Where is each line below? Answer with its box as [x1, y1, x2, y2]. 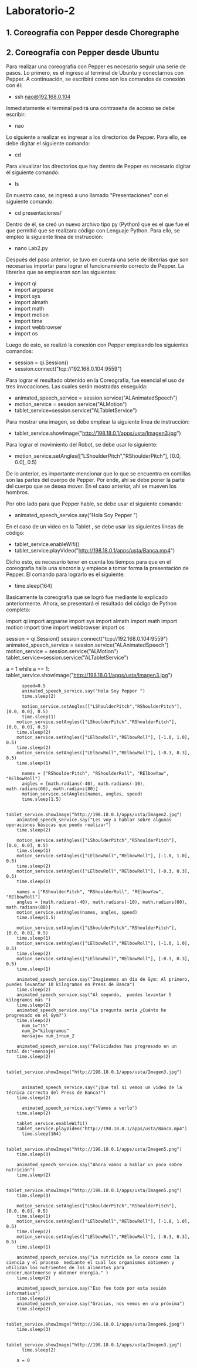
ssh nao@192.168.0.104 [14, 93, 71, 101]
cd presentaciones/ [14, 209, 62, 217]
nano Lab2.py [14, 245, 48, 252]
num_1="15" [21, 1023, 49, 1029]
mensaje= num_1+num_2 [21, 1033, 75, 1039]
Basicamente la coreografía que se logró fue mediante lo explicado [6, 594, 168, 601]
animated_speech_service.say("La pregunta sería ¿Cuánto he [16, 1007, 167, 1013]
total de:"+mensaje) [6, 1049, 57, 1054]
